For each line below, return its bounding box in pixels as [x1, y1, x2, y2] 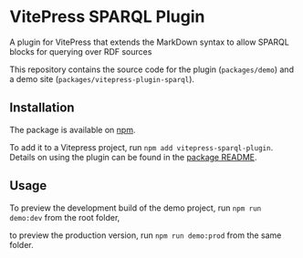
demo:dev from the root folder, [9, 212, 120, 222]
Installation [9, 100, 75, 116]
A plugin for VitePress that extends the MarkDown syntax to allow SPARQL [9, 36, 289, 47]
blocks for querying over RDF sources [9, 46, 152, 57]
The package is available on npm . [9, 124, 136, 135]
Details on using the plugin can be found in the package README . [9, 151, 257, 162]
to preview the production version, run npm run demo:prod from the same [9, 230, 282, 241]
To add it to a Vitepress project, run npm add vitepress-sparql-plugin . [9, 141, 274, 152]
